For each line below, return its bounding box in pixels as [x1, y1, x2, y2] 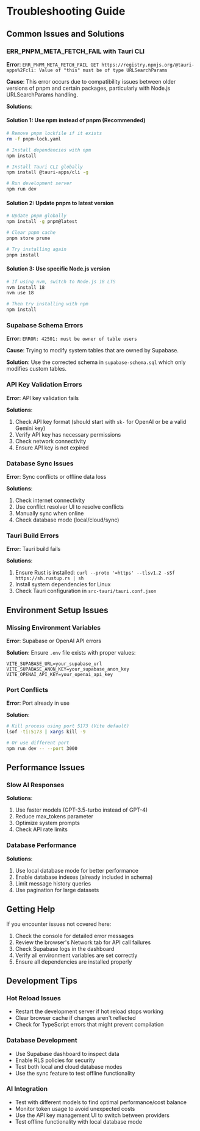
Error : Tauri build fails [6, 545, 61, 553]
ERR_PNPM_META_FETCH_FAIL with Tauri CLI [6, 47, 145, 56]
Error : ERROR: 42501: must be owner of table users [6, 335, 137, 343]
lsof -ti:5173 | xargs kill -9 [6, 729, 86, 735]
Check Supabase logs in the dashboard [15, 945, 115, 952]
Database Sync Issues [6, 459, 74, 468]
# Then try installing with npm [6, 301, 88, 307]
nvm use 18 [6, 290, 34, 296]
